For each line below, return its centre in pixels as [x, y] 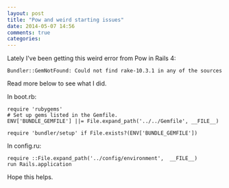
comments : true [29, 32]
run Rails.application [39, 165]
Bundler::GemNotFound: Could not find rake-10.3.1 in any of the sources [115, 71]
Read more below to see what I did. [57, 83]
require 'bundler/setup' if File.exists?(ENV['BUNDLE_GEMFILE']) [102, 133]
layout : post [26, 13]
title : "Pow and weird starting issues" [66, 20]
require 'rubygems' [35, 109]
